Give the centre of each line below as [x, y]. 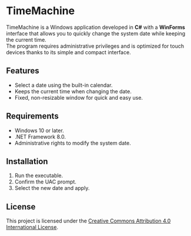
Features [23, 71]
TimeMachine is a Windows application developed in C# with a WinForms [95, 27]
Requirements [32, 116]
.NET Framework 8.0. [40, 136]
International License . [32, 227]
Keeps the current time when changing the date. [73, 91]
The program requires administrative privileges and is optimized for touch [95, 46]
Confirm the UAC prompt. [45, 182]
